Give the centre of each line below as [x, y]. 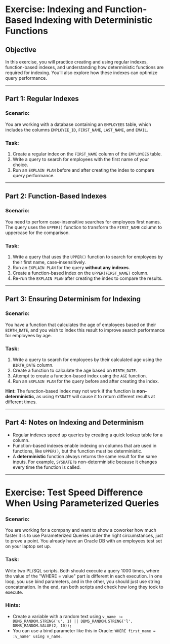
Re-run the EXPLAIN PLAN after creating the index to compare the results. [88, 278]
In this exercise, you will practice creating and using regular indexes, [77, 62]
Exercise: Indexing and [54, 9]
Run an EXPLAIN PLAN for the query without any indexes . [71, 267]
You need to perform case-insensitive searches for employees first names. [83, 221]
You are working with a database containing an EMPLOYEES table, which [78, 124]
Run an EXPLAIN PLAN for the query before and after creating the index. [86, 381]
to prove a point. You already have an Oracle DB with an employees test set [84, 541]
